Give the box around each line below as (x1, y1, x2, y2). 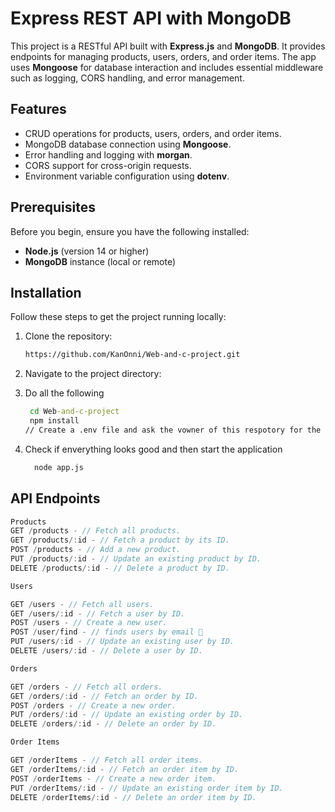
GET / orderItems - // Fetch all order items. (10, 755, 203, 766)
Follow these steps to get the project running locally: (10, 311, 227, 323)
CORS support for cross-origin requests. (24, 159, 192, 171)
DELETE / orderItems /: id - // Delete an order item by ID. (10, 792, 257, 802)
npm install (29, 416, 80, 426)
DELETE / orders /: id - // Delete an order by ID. (10, 719, 217, 729)
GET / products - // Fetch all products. (10, 526, 182, 536)
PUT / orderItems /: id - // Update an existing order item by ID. (10, 783, 284, 793)
